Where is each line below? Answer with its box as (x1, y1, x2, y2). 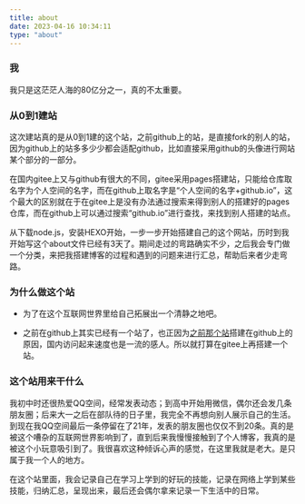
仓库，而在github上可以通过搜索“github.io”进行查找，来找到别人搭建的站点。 (9, 207, 296, 218)
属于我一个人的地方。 (9, 454, 89, 465)
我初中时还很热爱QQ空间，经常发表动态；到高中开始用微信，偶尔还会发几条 (9, 397, 292, 409)
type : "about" (9, 30, 64, 39)
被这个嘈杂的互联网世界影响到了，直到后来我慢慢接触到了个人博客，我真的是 (9, 431, 296, 442)
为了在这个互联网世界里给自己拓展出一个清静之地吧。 (22, 308, 222, 319)
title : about (9, 13, 59, 23)
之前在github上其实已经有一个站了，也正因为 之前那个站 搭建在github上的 (22, 328, 293, 339)
